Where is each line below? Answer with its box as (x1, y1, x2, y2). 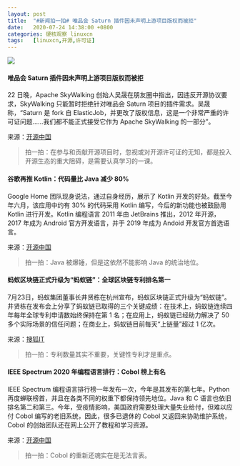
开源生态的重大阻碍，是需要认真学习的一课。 (24, 157, 157, 165)
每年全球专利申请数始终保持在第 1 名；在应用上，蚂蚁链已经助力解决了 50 (13, 310, 230, 319)
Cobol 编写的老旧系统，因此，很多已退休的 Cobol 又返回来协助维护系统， (15, 412, 231, 420)
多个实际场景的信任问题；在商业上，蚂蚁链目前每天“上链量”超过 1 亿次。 (7, 319, 219, 328)
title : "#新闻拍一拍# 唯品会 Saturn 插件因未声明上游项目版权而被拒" (7, 17, 197, 24)
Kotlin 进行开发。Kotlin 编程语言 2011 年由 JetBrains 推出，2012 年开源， (7, 209, 220, 218)
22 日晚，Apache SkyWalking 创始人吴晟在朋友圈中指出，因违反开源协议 (7, 91, 221, 99)
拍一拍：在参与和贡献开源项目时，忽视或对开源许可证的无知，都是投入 (24, 148, 232, 157)
